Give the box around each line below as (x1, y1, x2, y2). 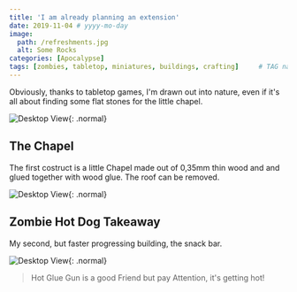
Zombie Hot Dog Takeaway (9, 214, 161, 230)
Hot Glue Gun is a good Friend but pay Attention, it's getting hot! (30, 272, 265, 283)
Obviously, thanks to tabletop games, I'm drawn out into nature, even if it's (9, 86, 280, 97)
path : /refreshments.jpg (17, 37, 109, 47)
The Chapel (9, 139, 74, 154)
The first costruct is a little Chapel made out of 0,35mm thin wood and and (9, 162, 280, 173)
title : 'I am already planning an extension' (9, 12, 179, 22)
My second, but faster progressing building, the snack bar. (9, 238, 223, 249)
